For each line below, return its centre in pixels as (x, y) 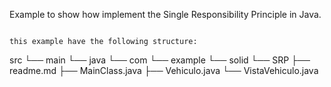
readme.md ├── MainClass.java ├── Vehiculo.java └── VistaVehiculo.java (164, 70)
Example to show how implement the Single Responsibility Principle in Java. (165, 14)
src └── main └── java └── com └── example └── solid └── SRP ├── (160, 60)
